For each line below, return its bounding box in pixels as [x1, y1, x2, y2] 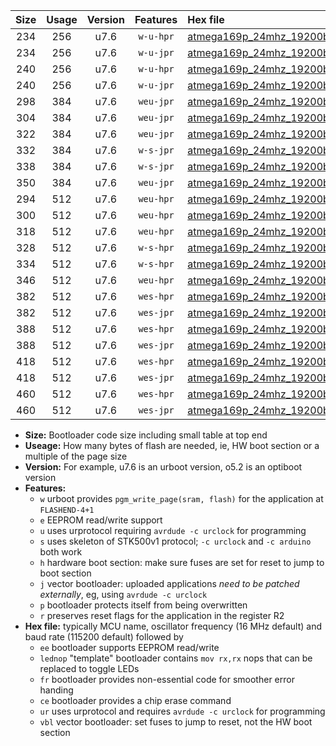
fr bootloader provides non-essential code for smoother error [39, 674, 295, 685]
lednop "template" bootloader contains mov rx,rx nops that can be [39, 652, 313, 664]
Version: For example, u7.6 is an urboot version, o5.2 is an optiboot [24, 461, 303, 473]
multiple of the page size [24, 450, 128, 462]
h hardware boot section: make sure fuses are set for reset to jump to [39, 557, 325, 568]
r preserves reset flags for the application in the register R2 [39, 610, 285, 621]
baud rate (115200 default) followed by [24, 631, 184, 643]
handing [39, 684, 74, 696]
